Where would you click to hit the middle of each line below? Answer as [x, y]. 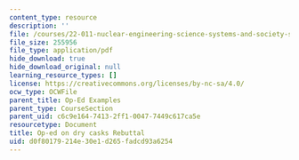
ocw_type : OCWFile [43, 92]
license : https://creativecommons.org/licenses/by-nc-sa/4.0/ [127, 84]
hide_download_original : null [65, 68]
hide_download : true [48, 59]
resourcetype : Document [53, 125]
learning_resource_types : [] [63, 76]
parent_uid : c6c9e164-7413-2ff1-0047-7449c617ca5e [105, 116]
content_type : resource [53, 17]
